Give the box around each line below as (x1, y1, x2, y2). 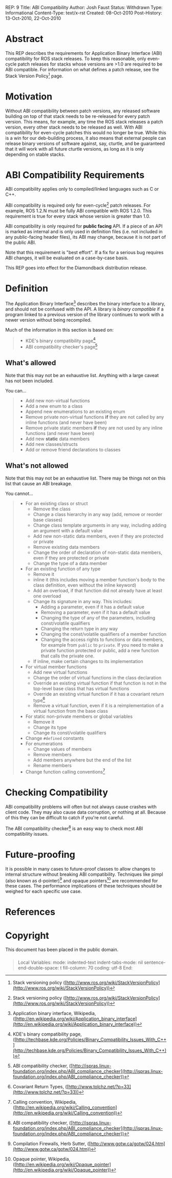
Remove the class (33, 506, 71, 512)
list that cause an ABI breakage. (5, 480, 73, 486)
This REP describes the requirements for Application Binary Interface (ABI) (5, 50, 162, 56)
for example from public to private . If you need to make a (40, 642, 163, 648)
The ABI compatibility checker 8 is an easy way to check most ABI (5, 824, 143, 832)
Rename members (33, 762, 72, 769)
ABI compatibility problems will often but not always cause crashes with (5, 803, 157, 810)
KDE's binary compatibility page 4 (25, 337, 96, 344)
